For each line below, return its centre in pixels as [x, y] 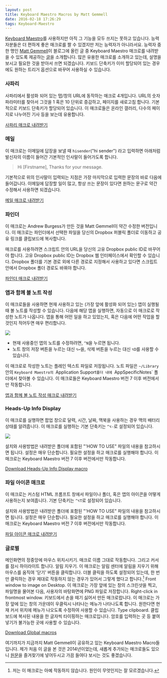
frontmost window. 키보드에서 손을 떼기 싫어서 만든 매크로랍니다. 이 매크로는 [80, 597]
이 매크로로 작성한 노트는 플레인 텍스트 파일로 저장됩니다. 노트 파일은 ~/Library [82, 366]
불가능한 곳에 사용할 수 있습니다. [49, 622]
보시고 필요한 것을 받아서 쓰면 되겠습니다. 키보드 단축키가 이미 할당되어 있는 [78, 63]
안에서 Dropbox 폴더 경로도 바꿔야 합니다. [46, 268]
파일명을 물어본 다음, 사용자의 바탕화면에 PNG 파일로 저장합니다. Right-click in [82, 591]
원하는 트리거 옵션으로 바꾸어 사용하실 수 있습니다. [63, 70]
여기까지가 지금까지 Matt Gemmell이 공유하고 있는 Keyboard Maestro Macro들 [83, 643]
